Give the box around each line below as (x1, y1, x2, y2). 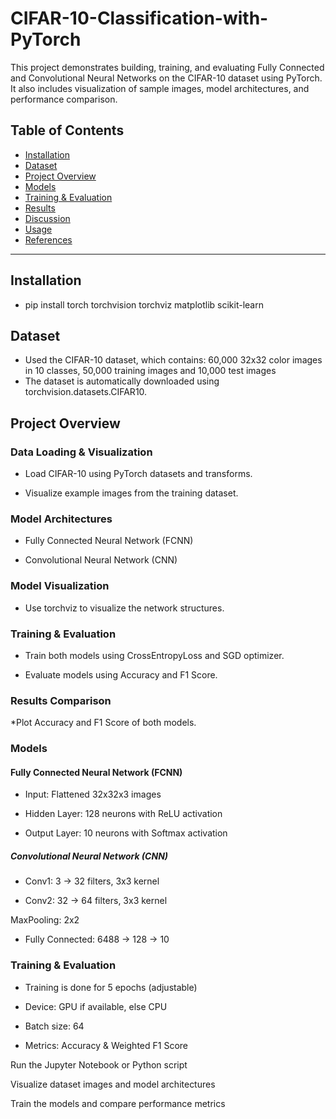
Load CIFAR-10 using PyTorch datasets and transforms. (24, 468, 253, 480)
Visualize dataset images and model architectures (10, 1078, 216, 1090)
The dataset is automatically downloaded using (24, 375, 220, 387)
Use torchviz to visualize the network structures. (24, 602, 225, 614)
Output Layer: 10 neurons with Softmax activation (24, 827, 228, 839)
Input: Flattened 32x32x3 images (24, 788, 162, 801)
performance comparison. (10, 93, 118, 105)
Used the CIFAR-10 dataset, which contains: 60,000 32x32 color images (24, 354, 323, 366)
